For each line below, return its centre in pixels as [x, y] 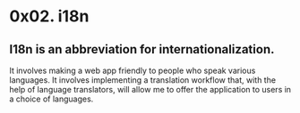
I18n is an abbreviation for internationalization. [142, 49]
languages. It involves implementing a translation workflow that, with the [142, 80]
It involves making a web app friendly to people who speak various [133, 70]
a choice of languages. [51, 99]
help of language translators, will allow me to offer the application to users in [150, 89]
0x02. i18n [49, 16]
